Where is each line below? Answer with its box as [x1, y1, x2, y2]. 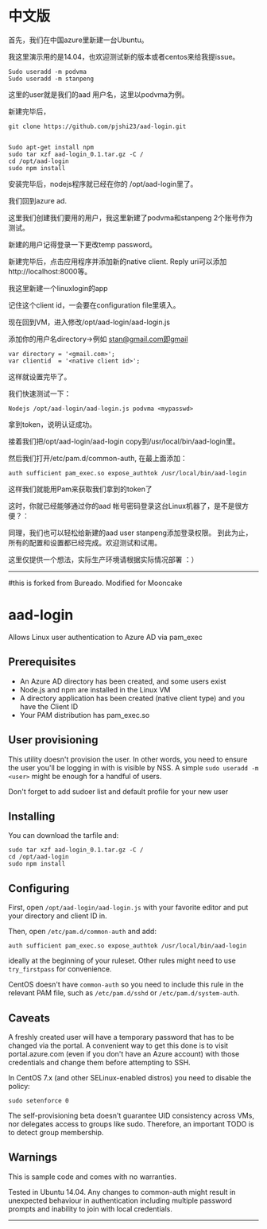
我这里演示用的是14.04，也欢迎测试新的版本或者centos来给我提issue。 [8, 52, 240, 61]
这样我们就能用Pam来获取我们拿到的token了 [8, 484, 153, 494]
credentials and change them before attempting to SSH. [8, 1057, 191, 1067]
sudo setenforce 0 [8, 1096, 69, 1105]
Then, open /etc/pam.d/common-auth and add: [8, 927, 157, 936]
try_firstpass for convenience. [8, 964, 112, 974]
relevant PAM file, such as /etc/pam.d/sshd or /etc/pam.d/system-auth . [8, 988, 240, 998]
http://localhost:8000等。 [8, 266, 92, 276]
